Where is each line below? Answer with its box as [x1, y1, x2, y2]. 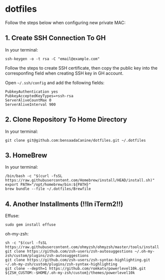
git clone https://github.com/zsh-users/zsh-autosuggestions [5, 249, 133, 254]
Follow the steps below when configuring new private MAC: [5, 20, 126, 25]
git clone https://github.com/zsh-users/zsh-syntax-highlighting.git [5, 257, 151, 263]
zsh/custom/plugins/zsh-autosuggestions [5, 254, 89, 258]
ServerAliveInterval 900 [5, 102, 56, 107]
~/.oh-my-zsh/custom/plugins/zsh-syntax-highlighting [5, 262, 118, 267]
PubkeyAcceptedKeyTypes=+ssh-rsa [5, 93, 74, 99]
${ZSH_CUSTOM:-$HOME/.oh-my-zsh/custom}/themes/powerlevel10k [5, 271, 135, 276]
